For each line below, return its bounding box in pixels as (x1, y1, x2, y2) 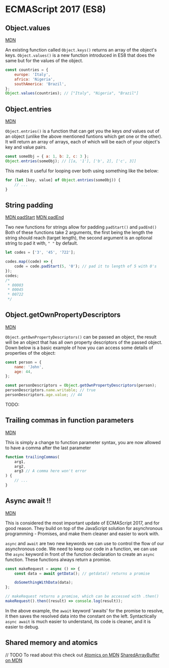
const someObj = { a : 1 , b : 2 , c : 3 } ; (5, 154, 89, 159)
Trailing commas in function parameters (5, 416, 134, 425)
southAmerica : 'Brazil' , (14, 81, 67, 86)
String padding (5, 201, 53, 209)
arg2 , (14, 464, 26, 469)
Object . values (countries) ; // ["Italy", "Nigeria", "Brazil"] (5, 91, 139, 96)
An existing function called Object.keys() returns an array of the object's (5, 47, 157, 53)
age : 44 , (14, 369, 33, 374)
